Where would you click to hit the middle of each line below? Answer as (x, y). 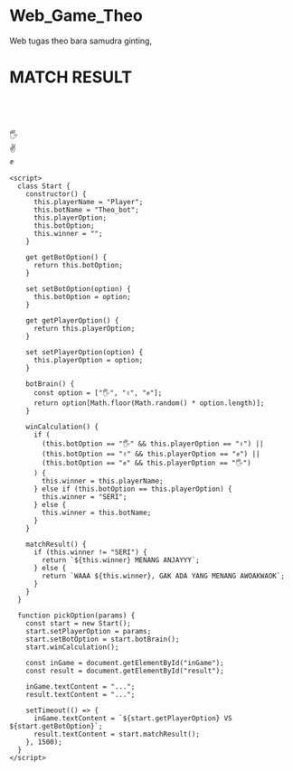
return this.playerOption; (84, 329)
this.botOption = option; (82, 297)
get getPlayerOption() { (72, 321)
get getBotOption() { (66, 258)
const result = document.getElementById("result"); (125, 671)
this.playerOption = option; (88, 361)
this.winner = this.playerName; (103, 481)
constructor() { (57, 194)
